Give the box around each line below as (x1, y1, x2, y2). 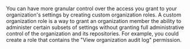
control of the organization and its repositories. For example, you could (6, 30, 179, 37)
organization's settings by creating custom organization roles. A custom (6, 11, 182, 18)
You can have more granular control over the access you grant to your (6, 5, 178, 12)
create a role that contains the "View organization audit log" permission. (6, 37, 182, 43)
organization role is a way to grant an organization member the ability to (6, 18, 182, 24)
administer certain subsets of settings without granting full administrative (6, 24, 185, 31)
